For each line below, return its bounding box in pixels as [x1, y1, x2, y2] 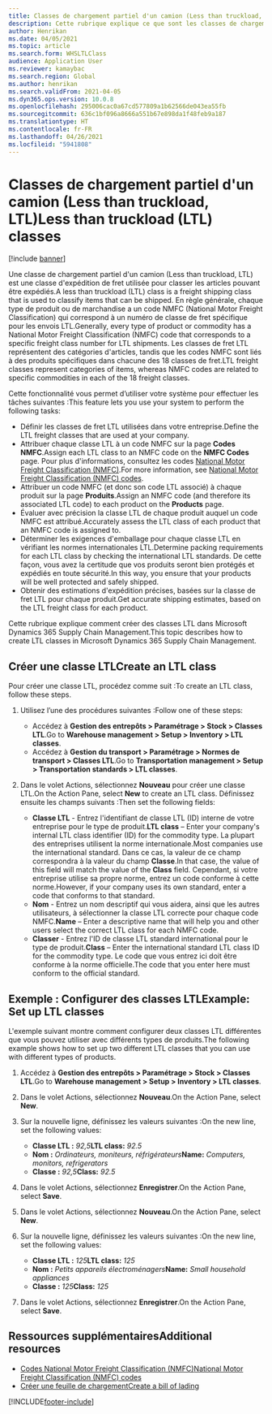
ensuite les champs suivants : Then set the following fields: [19, 798, 216, 807]
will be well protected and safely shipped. [19, 577, 159, 587]
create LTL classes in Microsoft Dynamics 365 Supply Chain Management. [8, 636, 257, 646]
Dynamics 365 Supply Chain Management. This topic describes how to [8, 627, 243, 638]
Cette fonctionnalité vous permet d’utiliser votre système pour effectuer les [8, 389, 259, 399]
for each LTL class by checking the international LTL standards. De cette [19, 551, 261, 561]
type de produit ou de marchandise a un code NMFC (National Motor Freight [8, 304, 263, 314]
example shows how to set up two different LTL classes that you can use [8, 1044, 251, 1053]
